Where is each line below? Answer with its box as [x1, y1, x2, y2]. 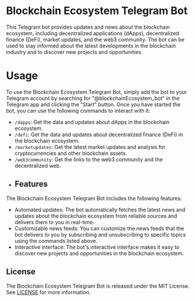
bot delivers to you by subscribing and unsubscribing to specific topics [14, 231, 186, 238]
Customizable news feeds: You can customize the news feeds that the [14, 225, 184, 232]
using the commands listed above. [14, 237, 98, 244]
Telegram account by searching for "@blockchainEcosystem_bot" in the [6, 94, 180, 102]
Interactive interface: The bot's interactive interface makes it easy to [14, 243, 180, 251]
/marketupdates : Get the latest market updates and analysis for [14, 143, 166, 150]
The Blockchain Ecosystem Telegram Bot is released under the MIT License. [6, 282, 190, 289]
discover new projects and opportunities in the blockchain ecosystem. [14, 249, 184, 256]
